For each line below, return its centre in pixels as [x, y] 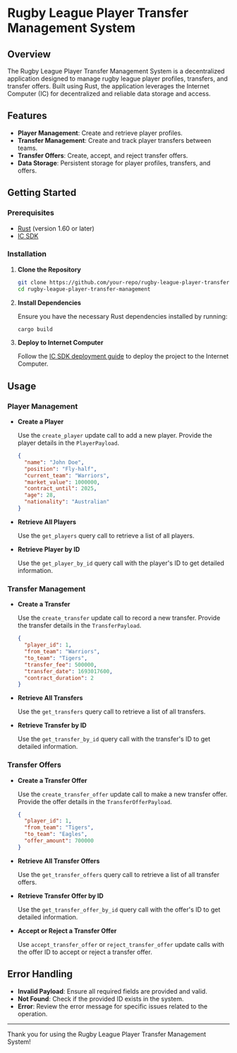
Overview [29, 54]
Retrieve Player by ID [49, 549]
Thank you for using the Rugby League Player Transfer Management [107, 1034]
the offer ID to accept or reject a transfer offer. [85, 952]
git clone [32, 282]
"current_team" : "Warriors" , [67, 475]
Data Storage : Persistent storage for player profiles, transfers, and [114, 163]
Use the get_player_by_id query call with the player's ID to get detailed [121, 563]
